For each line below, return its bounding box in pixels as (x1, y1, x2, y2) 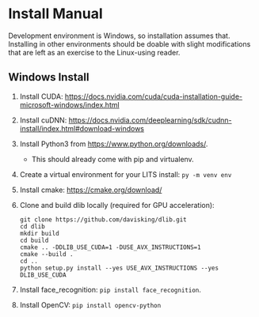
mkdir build (19, 229, 59, 237)
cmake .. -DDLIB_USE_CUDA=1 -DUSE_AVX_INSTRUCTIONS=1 (19, 243, 201, 251)
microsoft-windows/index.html (19, 100, 120, 109)
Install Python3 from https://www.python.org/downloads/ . (19, 139, 208, 149)
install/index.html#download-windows (19, 123, 145, 133)
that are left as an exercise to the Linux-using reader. (8, 47, 181, 57)
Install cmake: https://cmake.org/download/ (19, 185, 162, 194)
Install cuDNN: (19, 115, 67, 125)
